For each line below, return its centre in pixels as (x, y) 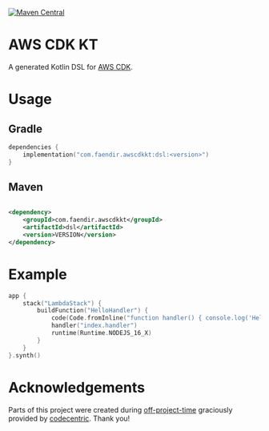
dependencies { (34, 147)
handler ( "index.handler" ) (94, 326)
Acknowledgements (77, 387)
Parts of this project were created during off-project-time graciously (120, 409)
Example (38, 274)
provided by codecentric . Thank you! (69, 418)
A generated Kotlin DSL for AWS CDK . (71, 66)
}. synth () (25, 355)
